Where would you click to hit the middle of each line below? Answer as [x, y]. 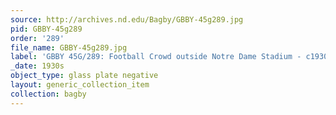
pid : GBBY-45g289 [46, 29]
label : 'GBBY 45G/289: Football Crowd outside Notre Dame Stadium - [156, 57]
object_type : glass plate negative [84, 76]
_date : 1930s [37, 66]
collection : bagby [48, 94]
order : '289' [37, 38]
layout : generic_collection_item [80, 85]
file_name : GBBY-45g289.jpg [69, 47]
